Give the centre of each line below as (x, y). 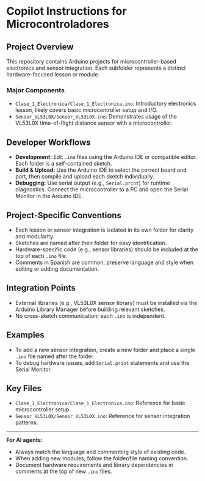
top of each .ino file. (41, 255)
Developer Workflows (49, 142)
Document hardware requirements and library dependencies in (94, 465)
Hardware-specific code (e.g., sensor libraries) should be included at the (107, 249)
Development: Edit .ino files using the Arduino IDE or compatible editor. (106, 157)
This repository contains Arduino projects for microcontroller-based (92, 61)
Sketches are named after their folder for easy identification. (91, 243)
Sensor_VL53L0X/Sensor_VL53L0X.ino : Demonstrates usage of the (96, 117)
